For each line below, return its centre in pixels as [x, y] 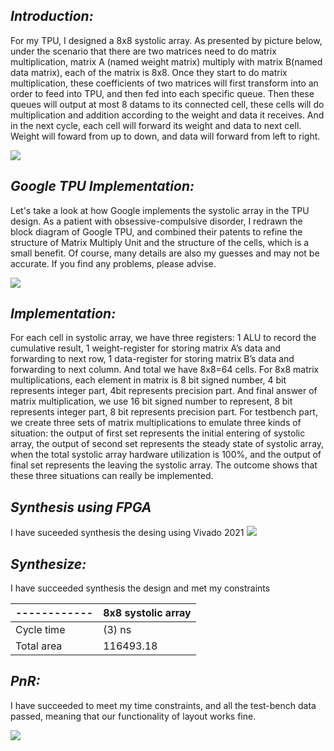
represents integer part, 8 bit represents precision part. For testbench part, [164, 412]
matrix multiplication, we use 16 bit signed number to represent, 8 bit [151, 401]
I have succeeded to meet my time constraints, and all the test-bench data [163, 705]
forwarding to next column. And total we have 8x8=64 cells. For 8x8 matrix [165, 370]
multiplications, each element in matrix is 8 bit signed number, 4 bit [148, 380]
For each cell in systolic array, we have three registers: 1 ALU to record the [163, 338]
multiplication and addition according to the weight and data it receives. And [167, 115]
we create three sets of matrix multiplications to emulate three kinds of [156, 423]
